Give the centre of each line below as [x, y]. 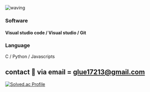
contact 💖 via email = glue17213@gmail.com [75, 72]
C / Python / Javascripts [30, 56]
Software [17, 20]
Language [18, 45]
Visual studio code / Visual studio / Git [46, 32]
